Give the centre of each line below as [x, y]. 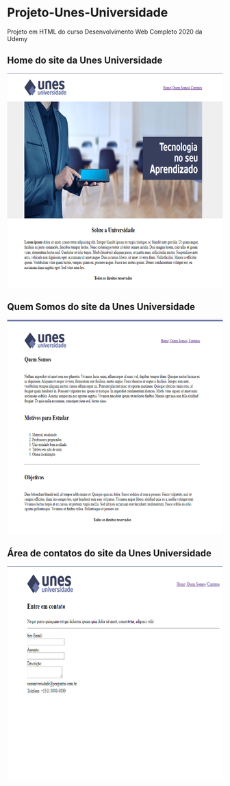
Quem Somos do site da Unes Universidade [101, 307]
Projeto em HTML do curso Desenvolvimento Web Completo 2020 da [105, 32]
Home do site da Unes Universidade [85, 61]
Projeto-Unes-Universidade [88, 13]
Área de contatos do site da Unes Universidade [110, 553]
